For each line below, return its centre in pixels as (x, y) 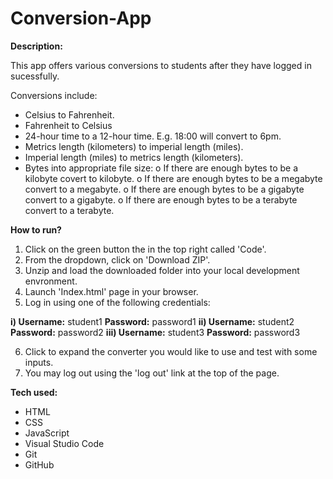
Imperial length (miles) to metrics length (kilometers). (134, 157)
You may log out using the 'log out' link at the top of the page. (152, 373)
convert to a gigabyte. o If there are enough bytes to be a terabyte (161, 199)
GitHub (39, 464)
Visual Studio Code (64, 443)
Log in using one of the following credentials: (117, 302)
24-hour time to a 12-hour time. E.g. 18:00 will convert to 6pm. (153, 136)
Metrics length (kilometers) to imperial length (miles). (134, 146)
